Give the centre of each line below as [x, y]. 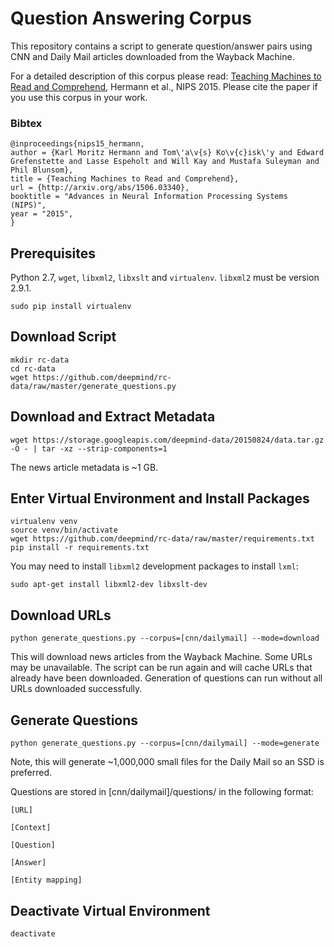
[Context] [31, 828]
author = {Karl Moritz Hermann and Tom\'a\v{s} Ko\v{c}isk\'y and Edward [167, 153]
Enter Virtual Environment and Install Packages [160, 498]
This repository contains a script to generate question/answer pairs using [161, 46]
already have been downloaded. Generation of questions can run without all [166, 678]
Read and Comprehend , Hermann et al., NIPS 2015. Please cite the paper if [164, 86]
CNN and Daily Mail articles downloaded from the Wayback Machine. [152, 56]
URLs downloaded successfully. [76, 689]
